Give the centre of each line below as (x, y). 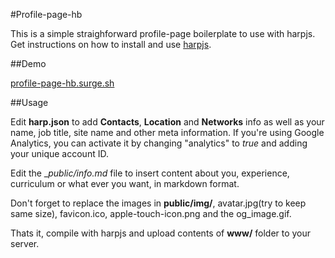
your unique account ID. (59, 153)
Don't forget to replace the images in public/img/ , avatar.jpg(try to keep (158, 203)
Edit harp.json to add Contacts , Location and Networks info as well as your (167, 122)
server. (25, 243)
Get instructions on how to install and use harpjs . (111, 44)
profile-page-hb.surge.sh (62, 83)
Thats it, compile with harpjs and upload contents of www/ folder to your (161, 233)
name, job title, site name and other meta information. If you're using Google (167, 132)
